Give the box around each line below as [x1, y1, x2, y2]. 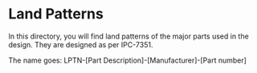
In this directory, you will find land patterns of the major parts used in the [8, 31, 249, 41]
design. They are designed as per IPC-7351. [8, 39, 153, 49]
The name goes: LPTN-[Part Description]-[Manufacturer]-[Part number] [8, 55, 247, 65]
